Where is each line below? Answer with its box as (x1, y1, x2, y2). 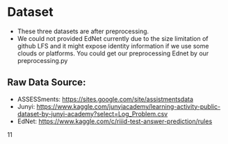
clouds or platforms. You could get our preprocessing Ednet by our (17, 49, 209, 57)
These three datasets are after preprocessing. (17, 27, 149, 35)
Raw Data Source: (7, 77, 86, 89)
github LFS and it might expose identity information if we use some (17, 42, 209, 50)
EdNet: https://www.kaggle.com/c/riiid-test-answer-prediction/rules (17, 117, 213, 125)
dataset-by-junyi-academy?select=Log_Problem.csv (17, 109, 168, 118)
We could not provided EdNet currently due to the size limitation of (17, 34, 209, 42)
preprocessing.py (17, 56, 68, 64)
